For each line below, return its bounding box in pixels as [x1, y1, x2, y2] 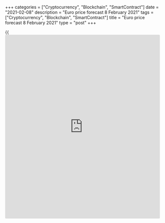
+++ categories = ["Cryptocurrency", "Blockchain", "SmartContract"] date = [5, 4, 159, 10]
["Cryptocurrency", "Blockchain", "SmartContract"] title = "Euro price [5, 15, 145, 20]
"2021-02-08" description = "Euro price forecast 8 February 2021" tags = [5, 9, 154, 15]
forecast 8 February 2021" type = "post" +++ [5, 20, 97, 25]
